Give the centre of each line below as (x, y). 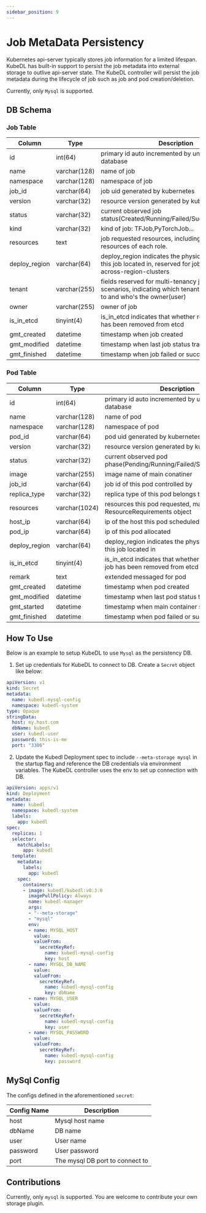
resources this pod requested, (148, 504)
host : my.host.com (36, 723)
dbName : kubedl (31, 728)
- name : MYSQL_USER (53, 999)
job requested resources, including (151, 238)
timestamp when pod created (147, 587)
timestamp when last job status (146, 344)
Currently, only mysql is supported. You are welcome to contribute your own (102, 1197)
